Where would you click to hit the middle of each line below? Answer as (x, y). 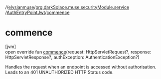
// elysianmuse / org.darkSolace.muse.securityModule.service (67, 7)
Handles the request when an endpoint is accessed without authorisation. (81, 66)
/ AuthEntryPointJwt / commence (37, 12)
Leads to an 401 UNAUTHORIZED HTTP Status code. (59, 72)
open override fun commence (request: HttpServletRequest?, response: (78, 51)
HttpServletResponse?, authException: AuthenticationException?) (72, 57)
